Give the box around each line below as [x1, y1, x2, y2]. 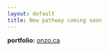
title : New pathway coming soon [7, 17, 102, 24]
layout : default [7, 10, 55, 17]
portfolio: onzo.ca [7, 36, 60, 44]
